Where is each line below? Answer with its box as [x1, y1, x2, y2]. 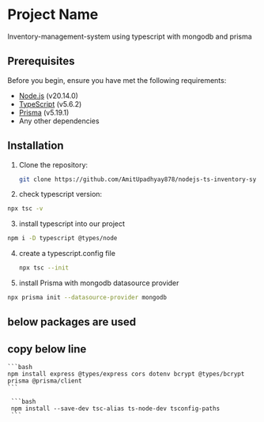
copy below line [7, 342, 87, 356]
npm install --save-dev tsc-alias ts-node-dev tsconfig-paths [10, 405, 221, 413]
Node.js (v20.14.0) [18, 91, 78, 100]
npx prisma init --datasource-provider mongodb [7, 294, 168, 302]
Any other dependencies [18, 116, 100, 126]
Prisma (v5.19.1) [18, 107, 70, 117]
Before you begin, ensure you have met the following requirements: [7, 75, 227, 85]
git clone [18, 175, 52, 183]
